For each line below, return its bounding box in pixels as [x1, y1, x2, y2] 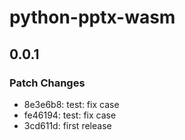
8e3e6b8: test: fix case [23, 98, 120, 110]
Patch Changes [9, 76, 86, 90]
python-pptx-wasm [9, 6, 176, 29]
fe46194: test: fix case [23, 109, 117, 121]
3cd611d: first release [23, 119, 112, 131]
